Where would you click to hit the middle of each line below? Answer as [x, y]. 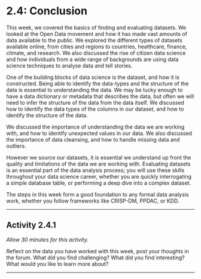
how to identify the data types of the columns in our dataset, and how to [95, 109]
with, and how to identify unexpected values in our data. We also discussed [99, 133]
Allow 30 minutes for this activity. [47, 240]
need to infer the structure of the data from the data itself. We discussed [95, 102]
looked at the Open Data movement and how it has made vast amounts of [97, 33]
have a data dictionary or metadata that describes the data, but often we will [100, 96]
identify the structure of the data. [47, 115]
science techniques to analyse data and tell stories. [69, 65]
